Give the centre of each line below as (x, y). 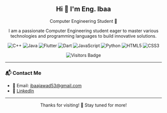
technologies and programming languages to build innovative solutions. (83, 36)
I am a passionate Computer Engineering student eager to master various (83, 31)
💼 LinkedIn (23, 91)
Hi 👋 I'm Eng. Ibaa (83, 9)
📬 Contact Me (23, 73)
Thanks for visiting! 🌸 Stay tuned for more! (83, 105)
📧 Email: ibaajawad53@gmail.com (47, 86)
